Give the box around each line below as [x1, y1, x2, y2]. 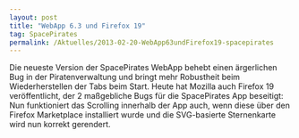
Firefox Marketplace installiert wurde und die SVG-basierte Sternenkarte [9, 110, 276, 120]
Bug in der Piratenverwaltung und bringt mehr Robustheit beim [9, 72, 240, 83]
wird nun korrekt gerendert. [9, 119, 111, 130]
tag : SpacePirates [9, 29, 78, 38]
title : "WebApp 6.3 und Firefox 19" [9, 21, 146, 30]
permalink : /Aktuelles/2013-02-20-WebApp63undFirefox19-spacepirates [9, 37, 275, 47]
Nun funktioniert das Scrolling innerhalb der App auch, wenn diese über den [9, 100, 291, 111]
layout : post [9, 12, 58, 22]
